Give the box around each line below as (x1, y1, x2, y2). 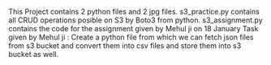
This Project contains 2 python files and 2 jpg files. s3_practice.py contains (8, 7, 260, 16)
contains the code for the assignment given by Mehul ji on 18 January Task (8, 24, 259, 33)
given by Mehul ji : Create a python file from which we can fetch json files (8, 32, 254, 42)
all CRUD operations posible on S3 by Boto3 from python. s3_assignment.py (8, 15, 264, 25)
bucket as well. (8, 50, 59, 59)
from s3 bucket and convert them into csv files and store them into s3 (8, 41, 242, 51)
